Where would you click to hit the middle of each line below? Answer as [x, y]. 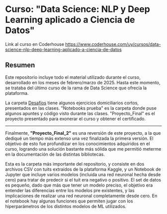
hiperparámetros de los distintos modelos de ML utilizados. [66, 206]
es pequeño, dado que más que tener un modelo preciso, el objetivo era [79, 185]
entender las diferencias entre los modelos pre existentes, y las [70, 190]
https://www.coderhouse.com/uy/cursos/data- [113, 44]
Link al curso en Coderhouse [35, 44]
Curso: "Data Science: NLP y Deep [78, 9]
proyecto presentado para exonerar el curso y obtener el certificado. [75, 119]
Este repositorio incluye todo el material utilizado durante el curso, [73, 77]
